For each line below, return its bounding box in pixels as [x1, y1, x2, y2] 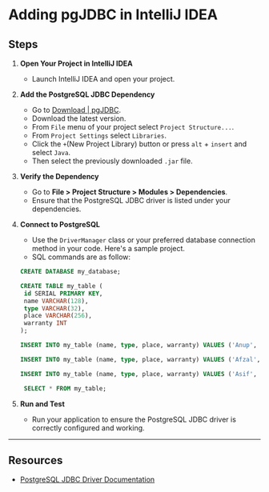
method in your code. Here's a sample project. [31, 244, 186, 253]
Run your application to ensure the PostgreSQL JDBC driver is [31, 414, 236, 424]
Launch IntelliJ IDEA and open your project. [31, 74, 175, 83]
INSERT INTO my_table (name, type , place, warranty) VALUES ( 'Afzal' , [19, 355, 261, 363]
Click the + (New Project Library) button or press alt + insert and [31, 139, 247, 149]
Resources [8, 454, 63, 467]
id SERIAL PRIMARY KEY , [23, 290, 103, 298]
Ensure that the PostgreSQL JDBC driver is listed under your [31, 196, 231, 205]
